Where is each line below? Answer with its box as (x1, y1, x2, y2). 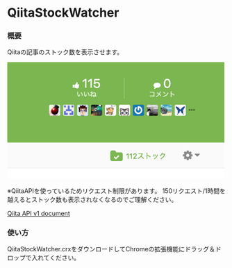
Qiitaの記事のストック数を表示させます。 (7, 48, 124, 56)
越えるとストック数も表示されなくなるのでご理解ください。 (7, 196, 178, 204)
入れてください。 (31, 253, 81, 262)
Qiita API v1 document (7, 210, 71, 218)
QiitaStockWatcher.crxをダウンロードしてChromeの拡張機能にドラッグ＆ (7, 245, 215, 253)
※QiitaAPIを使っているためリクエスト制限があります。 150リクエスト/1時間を (7, 187, 226, 195)
